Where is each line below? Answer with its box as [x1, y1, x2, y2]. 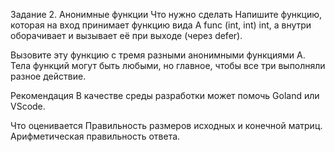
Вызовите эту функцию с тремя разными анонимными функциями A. [10, 49, 306, 61]
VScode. [10, 100, 46, 112]
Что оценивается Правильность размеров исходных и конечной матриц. [10, 120, 323, 131]
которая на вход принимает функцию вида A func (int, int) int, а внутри [10, 19, 312, 31]
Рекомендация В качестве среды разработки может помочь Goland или [10, 90, 320, 101]
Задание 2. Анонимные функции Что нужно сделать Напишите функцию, [10, 9, 323, 20]
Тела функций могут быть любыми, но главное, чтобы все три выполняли [10, 60, 326, 71]
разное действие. [10, 70, 87, 82]
